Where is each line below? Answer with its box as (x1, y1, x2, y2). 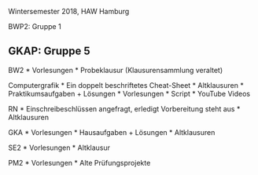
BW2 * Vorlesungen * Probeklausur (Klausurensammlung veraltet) (8, 65, 223, 75)
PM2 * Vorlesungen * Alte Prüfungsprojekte (8, 158, 151, 167)
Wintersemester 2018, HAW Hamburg (8, 7, 130, 16)
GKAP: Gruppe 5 (8, 45, 90, 58)
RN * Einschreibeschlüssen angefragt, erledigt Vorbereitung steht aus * (8, 104, 241, 113)
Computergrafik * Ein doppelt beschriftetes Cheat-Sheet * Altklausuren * (8, 80, 244, 89)
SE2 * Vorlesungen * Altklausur (8, 143, 111, 152)
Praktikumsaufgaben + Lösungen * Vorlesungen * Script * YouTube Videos (8, 89, 250, 98)
